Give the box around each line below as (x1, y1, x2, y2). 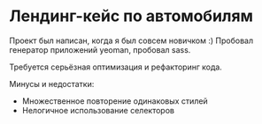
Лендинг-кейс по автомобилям (9, 6, 254, 26)
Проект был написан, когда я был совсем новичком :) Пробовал (9, 35, 254, 46)
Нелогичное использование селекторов (21, 105, 175, 115)
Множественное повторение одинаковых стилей (21, 95, 208, 106)
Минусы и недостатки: (9, 78, 95, 89)
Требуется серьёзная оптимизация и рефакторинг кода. (9, 62, 223, 72)
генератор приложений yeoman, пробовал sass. (9, 44, 191, 55)
